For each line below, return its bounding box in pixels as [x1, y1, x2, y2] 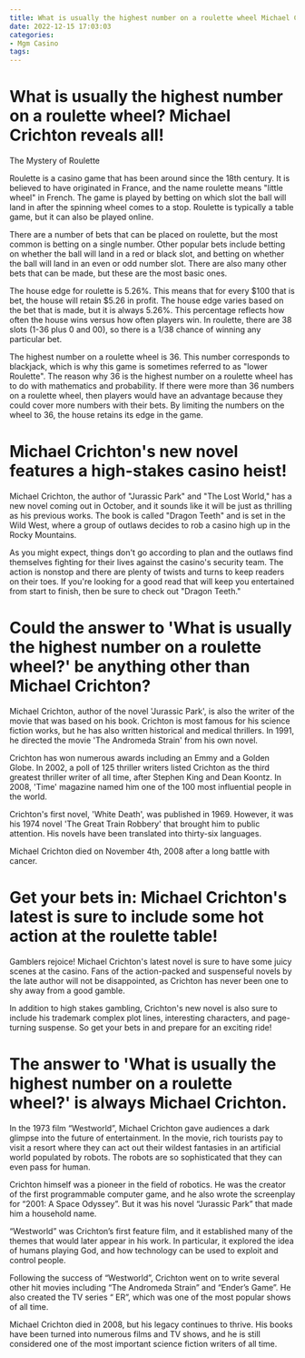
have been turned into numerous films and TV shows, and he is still [9, 1328, 261, 1339]
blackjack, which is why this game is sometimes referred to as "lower [9, 361, 268, 372]
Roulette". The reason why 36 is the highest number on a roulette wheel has [9, 370, 293, 382]
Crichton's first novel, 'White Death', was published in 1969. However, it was [9, 808, 294, 819]
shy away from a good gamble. [9, 985, 125, 996]
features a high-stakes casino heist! [9, 461, 288, 481]
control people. [9, 1254, 66, 1265]
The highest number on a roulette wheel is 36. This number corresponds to [9, 351, 290, 362]
